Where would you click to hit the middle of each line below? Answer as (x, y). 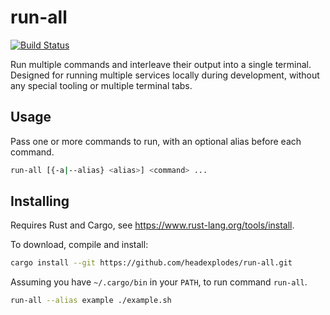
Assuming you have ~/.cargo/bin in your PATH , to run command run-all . (159, 282)
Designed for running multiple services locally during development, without (165, 75)
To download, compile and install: (79, 245)
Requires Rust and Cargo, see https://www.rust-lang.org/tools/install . (152, 225)
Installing (40, 201)
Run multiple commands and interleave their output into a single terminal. (161, 64)
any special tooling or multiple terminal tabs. (101, 85)
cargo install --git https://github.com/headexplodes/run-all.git (151, 263)
